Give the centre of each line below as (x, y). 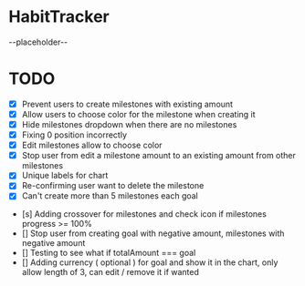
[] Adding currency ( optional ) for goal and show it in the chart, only (150, 262)
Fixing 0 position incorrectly (74, 135)
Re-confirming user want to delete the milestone (113, 186)
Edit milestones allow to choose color (92, 145)
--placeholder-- (38, 42)
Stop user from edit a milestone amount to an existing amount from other (158, 156)
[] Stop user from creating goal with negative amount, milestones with (153, 233)
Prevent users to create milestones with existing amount (127, 104)
